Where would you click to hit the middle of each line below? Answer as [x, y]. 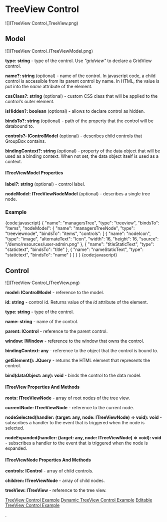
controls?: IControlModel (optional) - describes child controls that [74, 136]
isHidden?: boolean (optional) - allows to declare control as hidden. [75, 111]
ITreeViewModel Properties [34, 173]
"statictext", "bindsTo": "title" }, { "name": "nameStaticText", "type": [74, 249]
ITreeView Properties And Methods [42, 387]
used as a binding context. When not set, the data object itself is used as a [82, 156]
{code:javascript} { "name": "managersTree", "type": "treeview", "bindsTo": [82, 223]
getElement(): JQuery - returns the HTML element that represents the [78, 360]
